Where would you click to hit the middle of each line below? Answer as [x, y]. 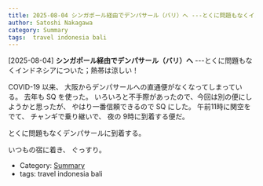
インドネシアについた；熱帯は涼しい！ [77, 71]
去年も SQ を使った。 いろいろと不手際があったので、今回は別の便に [134, 97]
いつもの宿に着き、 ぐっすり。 [57, 150]
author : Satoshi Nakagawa [50, 23]
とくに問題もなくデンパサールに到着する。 [77, 133]
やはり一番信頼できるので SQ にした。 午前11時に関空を [161, 107]
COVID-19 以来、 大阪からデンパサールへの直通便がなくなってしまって [122, 87]
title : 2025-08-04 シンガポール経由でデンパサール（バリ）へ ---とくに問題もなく [129, 15]
